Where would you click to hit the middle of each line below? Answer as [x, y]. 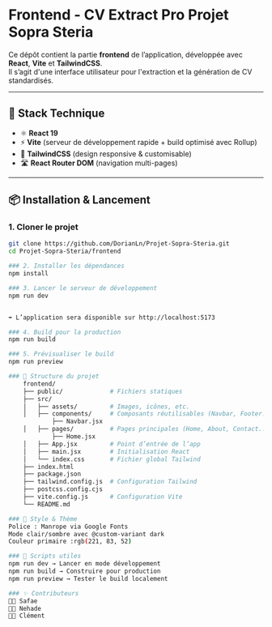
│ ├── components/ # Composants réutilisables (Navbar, [130, 414]
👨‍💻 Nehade [25, 608]
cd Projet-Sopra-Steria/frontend [65, 252]
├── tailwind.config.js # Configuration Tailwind [110, 482]
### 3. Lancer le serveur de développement [83, 288]
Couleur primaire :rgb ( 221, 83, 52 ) [70, 542]
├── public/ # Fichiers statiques [103, 391]
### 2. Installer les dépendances [67, 266]
